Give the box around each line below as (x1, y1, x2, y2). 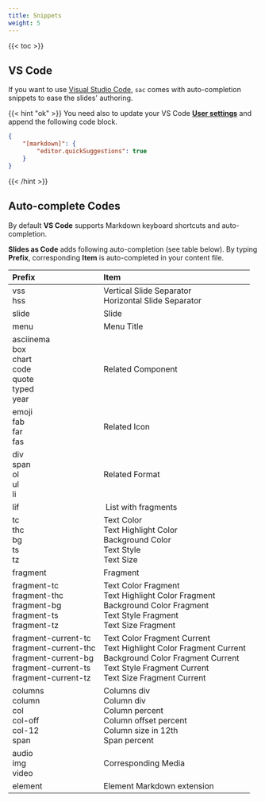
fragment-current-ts (12, 662, 91, 673)
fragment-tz (12, 619, 60, 630)
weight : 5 (8, 19, 41, 27)
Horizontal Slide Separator (103, 295, 202, 306)
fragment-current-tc (12, 632, 91, 643)
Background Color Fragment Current (103, 652, 240, 663)
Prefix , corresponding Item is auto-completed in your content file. (8, 253, 225, 262)
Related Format (103, 468, 160, 480)
